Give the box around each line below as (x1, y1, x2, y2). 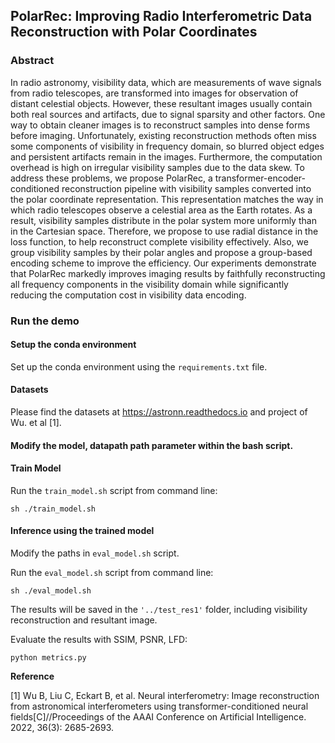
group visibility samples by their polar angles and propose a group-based (10, 246, 313, 258)
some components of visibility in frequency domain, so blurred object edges (10, 140, 325, 152)
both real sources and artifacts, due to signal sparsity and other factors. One (10, 108, 326, 120)
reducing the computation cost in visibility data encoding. (10, 289, 247, 301)
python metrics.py (10, 653, 87, 663)
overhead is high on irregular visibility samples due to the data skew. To (10, 161, 305, 173)
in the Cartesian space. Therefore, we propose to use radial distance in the (10, 225, 319, 237)
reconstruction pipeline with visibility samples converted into (61, 182, 312, 194)
